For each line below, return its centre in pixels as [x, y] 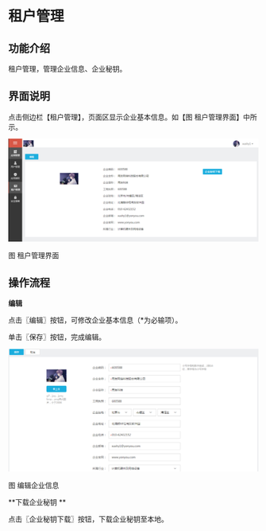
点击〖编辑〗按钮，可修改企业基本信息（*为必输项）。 [95, 320]
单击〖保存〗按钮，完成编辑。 [57, 337]
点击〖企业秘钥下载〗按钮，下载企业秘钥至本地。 [88, 519]
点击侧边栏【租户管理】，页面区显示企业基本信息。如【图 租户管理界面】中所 [133, 117]
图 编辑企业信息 [34, 485]
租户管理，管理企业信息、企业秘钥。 [67, 69]
